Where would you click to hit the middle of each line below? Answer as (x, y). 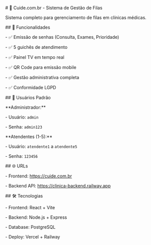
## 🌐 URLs (17, 166)
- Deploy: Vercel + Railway (33, 237)
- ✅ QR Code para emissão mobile (41, 67)
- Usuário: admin (22, 117)
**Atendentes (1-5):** (29, 137)
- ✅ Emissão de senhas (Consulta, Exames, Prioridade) (62, 37)
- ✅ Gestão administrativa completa (42, 77)
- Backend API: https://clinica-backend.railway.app (58, 186)
